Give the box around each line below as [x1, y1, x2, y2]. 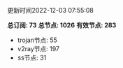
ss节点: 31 [17, 53, 47, 62]
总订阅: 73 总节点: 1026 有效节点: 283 [7, 21, 117, 29]
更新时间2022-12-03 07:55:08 [7, 6, 94, 14]
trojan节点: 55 [17, 36, 57, 44]
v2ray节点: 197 [17, 45, 59, 53]
